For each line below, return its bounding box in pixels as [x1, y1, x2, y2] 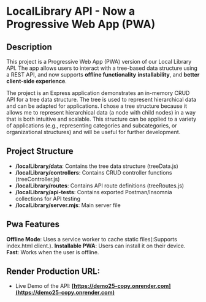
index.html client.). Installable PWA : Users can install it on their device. [6, 242, 186, 249]
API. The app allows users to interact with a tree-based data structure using [6, 64, 198, 72]
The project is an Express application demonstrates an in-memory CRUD [6, 89, 190, 96]
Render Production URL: [6, 266, 100, 277]
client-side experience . [6, 78, 67, 85]
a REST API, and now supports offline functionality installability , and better [6, 71, 200, 78]
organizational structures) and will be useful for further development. [6, 129, 181, 135]
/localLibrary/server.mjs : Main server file [15, 201, 121, 209]
